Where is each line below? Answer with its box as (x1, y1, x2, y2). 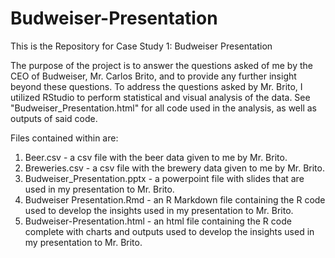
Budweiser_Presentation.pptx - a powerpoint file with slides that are (24, 172, 305, 184)
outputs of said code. (10, 112, 98, 124)
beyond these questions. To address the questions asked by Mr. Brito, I (10, 80, 303, 92)
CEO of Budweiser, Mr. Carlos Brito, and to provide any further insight (10, 70, 297, 82)
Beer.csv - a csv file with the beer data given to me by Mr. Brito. (24, 151, 288, 163)
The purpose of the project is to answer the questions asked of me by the (10, 59, 313, 71)
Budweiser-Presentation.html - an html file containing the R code (24, 215, 292, 227)
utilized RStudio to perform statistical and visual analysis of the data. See (10, 91, 311, 103)
